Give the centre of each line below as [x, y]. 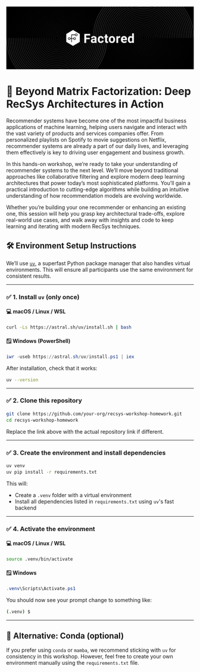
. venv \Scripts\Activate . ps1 [41, 588]
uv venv [16, 466]
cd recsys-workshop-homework [42, 420]
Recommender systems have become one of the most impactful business [96, 121]
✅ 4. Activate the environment [51, 529]
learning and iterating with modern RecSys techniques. [74, 226]
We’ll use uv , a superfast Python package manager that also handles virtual [98, 263]
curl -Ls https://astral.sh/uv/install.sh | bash [69, 327]
